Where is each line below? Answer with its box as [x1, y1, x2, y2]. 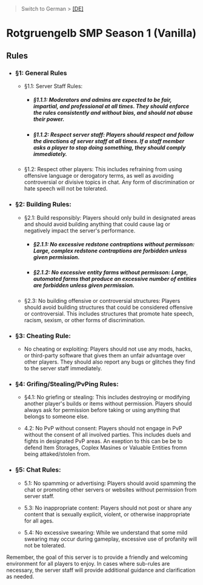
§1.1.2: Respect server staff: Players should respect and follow [33, 130, 194, 138]
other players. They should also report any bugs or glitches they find [24, 358, 196, 366]
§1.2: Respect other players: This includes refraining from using [24, 166, 182, 173]
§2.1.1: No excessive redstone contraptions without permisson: [33, 241, 195, 248]
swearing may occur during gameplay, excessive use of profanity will [24, 535, 197, 543]
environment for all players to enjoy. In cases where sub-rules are [6, 560, 170, 567]
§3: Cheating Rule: [15, 331, 72, 340]
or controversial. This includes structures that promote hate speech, [24, 309, 194, 317]
